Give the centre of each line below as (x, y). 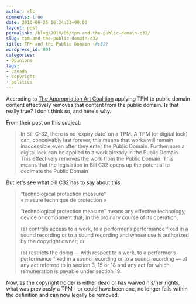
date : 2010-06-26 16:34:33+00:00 (47, 22)
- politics (19, 82)
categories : (20, 55)
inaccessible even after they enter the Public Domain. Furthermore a (103, 146)
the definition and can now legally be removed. (63, 295)
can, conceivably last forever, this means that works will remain (97, 140)
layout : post (22, 28)
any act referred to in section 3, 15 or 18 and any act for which (95, 265)
